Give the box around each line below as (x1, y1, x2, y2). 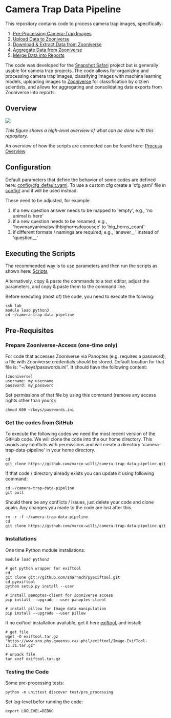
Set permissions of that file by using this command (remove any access (5, 392, 156, 398)
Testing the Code (5, 668, 49, 675)
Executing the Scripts (5, 249, 76, 258)
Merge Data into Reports (12, 52, 65, 58)
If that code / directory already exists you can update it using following (5, 470, 155, 476)
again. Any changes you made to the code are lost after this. (5, 505, 133, 511)
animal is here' (12, 212, 44, 219)
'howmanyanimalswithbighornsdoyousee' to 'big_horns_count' (12, 224, 145, 230)
